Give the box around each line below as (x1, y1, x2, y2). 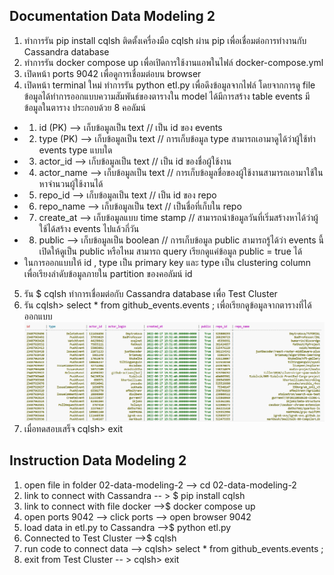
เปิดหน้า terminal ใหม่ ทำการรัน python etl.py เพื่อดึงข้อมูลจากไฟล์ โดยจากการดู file (23, 79, 316, 91)
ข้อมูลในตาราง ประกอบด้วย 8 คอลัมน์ (23, 101, 146, 113)
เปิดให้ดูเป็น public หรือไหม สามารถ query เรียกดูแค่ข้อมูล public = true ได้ (38, 245, 303, 257)
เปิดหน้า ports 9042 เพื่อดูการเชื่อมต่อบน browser (23, 67, 202, 79)
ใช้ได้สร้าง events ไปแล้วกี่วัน (38, 222, 140, 234)
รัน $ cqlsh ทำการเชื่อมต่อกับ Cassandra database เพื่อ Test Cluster (23, 287, 278, 299)
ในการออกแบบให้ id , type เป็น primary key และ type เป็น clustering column (23, 256, 311, 268)
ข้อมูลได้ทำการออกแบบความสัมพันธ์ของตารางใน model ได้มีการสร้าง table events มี (23, 90, 311, 102)
